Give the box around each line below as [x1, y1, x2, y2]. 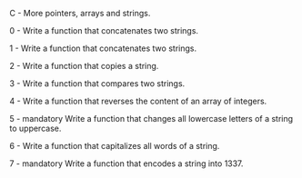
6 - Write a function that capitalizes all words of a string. [9, 141, 220, 151]
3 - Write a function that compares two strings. [9, 78, 186, 89]
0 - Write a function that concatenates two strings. [9, 25, 198, 35]
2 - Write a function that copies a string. [9, 61, 159, 71]
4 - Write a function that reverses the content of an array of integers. [9, 95, 267, 106]
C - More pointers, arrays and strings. [9, 8, 151, 18]
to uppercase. [9, 123, 62, 133]
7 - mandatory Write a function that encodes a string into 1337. [9, 158, 244, 169]
